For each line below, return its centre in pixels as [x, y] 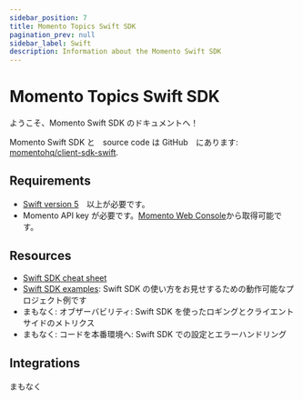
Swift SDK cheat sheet [65, 277]
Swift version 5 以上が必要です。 [86, 204]
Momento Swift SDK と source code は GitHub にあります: [124, 143]
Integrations [45, 363]
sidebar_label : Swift [50, 43]
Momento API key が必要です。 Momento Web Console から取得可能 [148, 215]
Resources [40, 256]
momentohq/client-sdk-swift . [64, 153]
